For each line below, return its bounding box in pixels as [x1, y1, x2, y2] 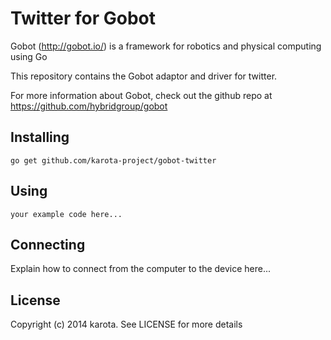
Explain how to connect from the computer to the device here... [10, 263, 272, 275]
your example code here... [10, 209, 123, 219]
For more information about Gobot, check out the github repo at [10, 89, 273, 101]
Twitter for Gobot [10, 7, 156, 30]
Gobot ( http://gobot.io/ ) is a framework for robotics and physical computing [10, 40, 322, 52]
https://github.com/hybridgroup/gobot [10, 100, 168, 112]
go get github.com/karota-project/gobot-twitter [10, 155, 217, 166]
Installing [10, 129, 70, 146]
